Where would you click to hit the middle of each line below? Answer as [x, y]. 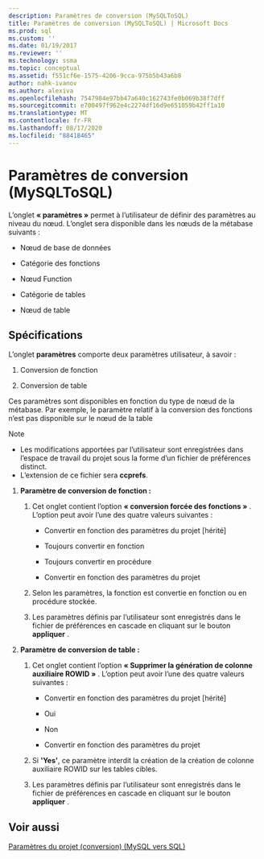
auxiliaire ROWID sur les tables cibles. [95, 769]
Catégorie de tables [53, 294]
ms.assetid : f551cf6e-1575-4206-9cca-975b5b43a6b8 [95, 76]
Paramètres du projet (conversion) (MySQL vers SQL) [97, 847]
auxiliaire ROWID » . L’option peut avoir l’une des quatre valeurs [138, 674]
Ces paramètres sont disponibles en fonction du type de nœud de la [122, 401]
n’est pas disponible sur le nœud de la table [80, 419]
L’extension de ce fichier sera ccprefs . [84, 475]
